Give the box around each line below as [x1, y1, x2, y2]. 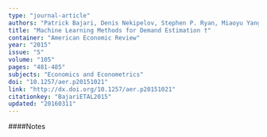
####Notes [8, 122, 46, 131]
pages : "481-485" [8, 63, 66, 71]
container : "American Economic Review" [8, 33, 141, 42]
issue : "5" [8, 48, 44, 56]
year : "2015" [8, 41, 52, 49]
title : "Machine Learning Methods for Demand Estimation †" [8, 26, 212, 34]
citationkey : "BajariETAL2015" [8, 93, 112, 101]
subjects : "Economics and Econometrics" [8, 70, 145, 78]
